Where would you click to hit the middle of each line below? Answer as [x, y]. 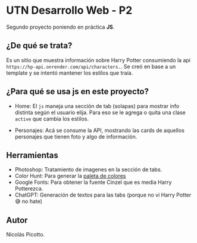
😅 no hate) [29, 201]
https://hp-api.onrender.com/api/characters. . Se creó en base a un [91, 66]
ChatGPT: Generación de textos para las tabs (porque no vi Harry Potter [103, 195]
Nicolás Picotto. [26, 235]
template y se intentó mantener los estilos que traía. [70, 73]
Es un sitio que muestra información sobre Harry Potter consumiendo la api [98, 60]
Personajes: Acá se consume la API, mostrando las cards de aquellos [99, 130]
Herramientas [32, 155]
